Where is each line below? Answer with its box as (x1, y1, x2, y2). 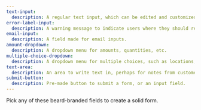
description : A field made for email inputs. (11, 36, 127, 42)
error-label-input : (6, 20, 55, 26)
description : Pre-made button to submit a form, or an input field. (11, 81, 186, 87)
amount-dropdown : (6, 42, 50, 48)
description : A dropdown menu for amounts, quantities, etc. (11, 48, 167, 54)
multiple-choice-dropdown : (6, 53, 74, 59)
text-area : (6, 64, 33, 70)
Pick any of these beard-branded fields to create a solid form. (6, 97, 159, 104)
